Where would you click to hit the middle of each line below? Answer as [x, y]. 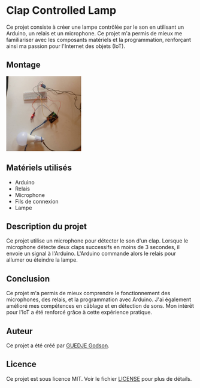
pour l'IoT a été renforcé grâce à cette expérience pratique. [79, 313]
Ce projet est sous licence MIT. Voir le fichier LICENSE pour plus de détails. [99, 378]
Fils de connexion [37, 201]
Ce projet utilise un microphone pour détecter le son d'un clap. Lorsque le [97, 241]
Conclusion [28, 279]
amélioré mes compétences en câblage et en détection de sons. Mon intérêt [100, 306]
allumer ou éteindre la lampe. [42, 260]
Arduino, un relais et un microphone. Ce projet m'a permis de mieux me [94, 33]
